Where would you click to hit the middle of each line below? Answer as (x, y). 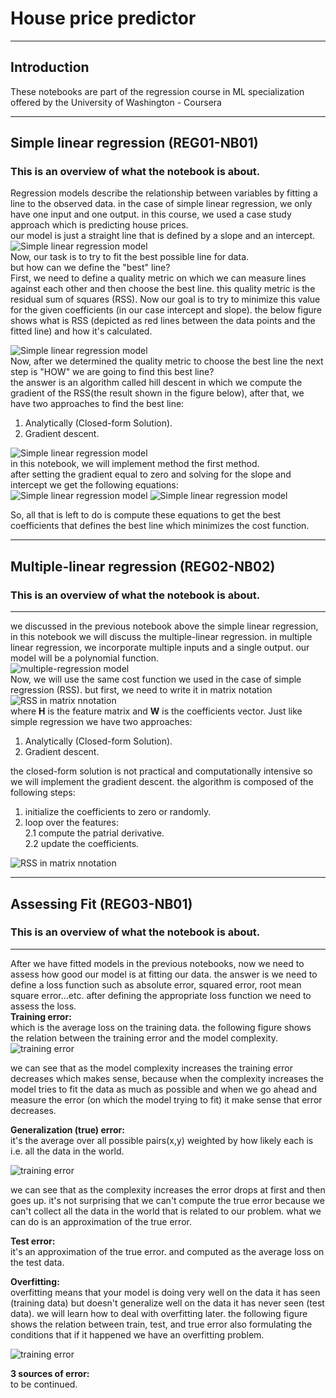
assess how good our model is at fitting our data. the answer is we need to (164, 974)
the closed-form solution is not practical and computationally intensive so (161, 771)
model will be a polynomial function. (84, 658)
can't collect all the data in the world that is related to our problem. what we (166, 1211)
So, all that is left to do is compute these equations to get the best (146, 515)
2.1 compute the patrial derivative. (94, 833)
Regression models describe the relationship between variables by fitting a (164, 193)
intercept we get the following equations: (94, 485)
